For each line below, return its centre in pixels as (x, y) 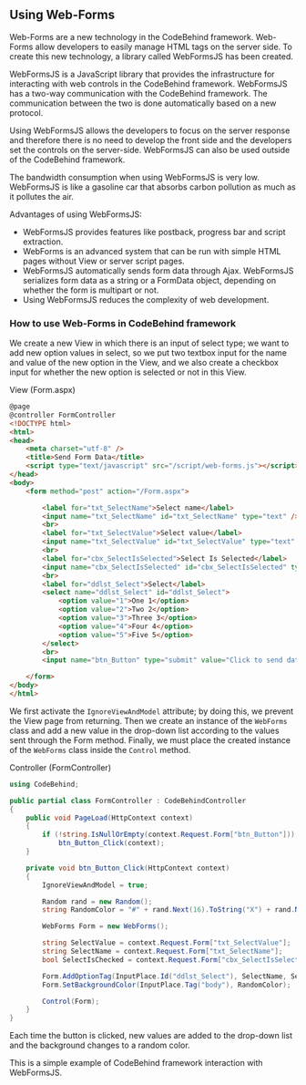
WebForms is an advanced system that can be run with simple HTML (152, 251)
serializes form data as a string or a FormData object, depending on (149, 280)
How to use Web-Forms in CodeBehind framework (123, 323)
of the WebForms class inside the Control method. (100, 749)
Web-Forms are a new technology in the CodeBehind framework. (132, 36)
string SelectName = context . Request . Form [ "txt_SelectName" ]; (163, 952)
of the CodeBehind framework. (67, 160)
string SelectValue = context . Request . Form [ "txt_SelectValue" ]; (167, 943)
